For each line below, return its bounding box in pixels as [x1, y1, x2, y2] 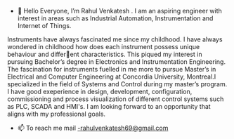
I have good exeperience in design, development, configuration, [7, 88, 193, 95]
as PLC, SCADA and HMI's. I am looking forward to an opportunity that [7, 102, 211, 110]
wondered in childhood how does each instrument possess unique [7, 43, 200, 51]
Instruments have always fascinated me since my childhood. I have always [7, 35, 223, 44]
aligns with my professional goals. [7, 110, 106, 118]
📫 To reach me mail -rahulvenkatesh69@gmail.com [17, 124, 169, 132]
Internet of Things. [17, 22, 72, 29]
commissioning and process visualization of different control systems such [7, 95, 224, 103]
